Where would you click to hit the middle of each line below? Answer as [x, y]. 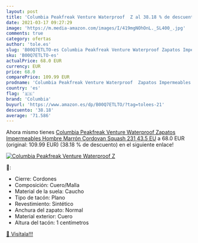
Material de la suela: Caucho [49, 191]
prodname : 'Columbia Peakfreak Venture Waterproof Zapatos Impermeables [99, 83]
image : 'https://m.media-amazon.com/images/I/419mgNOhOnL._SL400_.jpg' [96, 28]
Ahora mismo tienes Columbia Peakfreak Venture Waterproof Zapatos [91, 132]
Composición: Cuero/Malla [47, 185]
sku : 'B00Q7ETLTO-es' [33, 55]
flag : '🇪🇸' [21, 94]
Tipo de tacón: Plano [40, 198]
